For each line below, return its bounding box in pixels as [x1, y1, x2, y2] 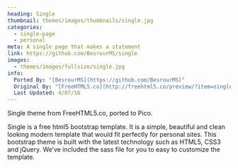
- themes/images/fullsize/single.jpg [13, 63, 125, 70]
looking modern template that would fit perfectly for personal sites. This [7, 130, 217, 139]
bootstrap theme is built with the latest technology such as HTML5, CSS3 [7, 138, 221, 146]
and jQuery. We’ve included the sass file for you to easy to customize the [7, 145, 221, 154]
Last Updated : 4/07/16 [13, 89, 81, 96]
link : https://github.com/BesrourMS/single [7, 50, 138, 57]
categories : [7, 23, 42, 30]
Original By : [13, 83, 52, 90]
